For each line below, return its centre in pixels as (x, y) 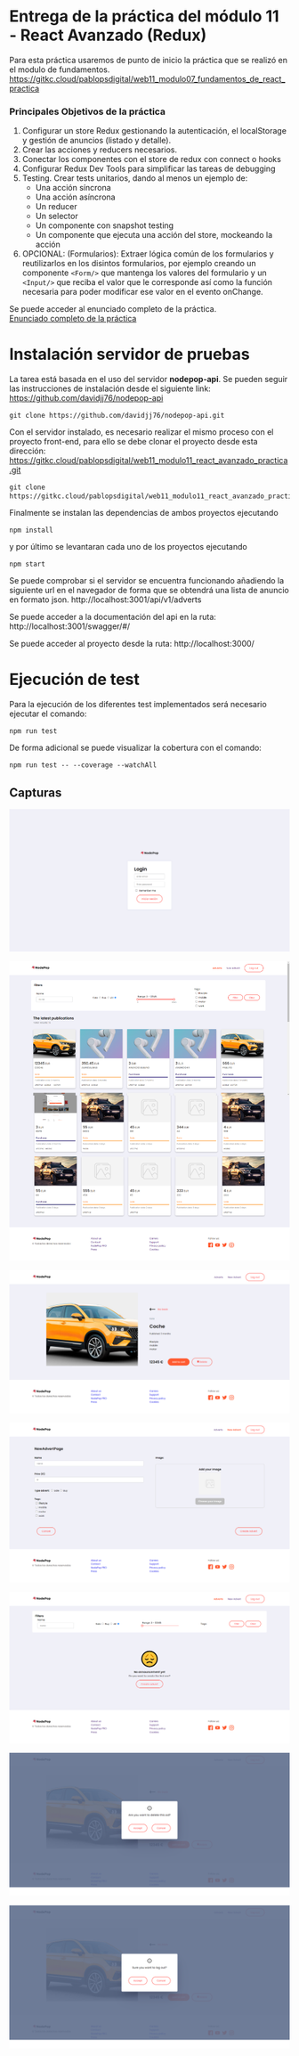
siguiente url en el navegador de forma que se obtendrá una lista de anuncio (149, 591)
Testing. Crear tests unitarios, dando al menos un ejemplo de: (135, 178)
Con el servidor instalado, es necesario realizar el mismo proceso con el (141, 432)
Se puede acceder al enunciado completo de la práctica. (113, 309)
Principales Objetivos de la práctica (88, 111)
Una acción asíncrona (75, 197)
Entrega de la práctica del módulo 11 (144, 16)
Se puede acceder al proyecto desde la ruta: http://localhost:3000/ (132, 644)
